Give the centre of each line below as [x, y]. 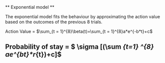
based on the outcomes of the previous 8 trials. [54, 22]
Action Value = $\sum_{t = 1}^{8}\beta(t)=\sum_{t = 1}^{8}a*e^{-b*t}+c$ [79, 31]
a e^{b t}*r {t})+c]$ [33, 54]
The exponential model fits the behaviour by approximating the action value [83, 16]
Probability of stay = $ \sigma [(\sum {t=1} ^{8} [80, 47]
